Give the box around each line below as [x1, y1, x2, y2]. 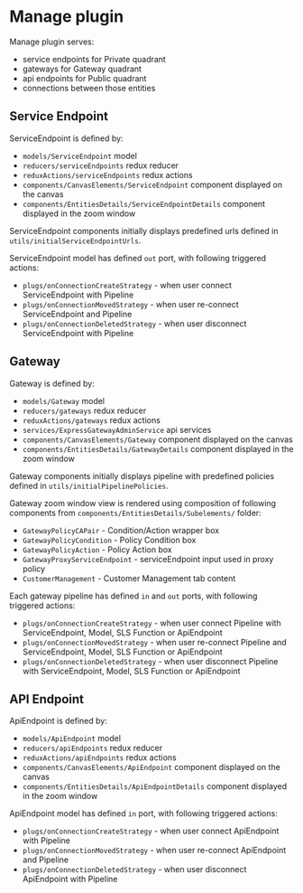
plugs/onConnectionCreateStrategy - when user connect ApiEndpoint [22, 825, 280, 837]
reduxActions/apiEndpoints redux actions [22, 752, 178, 763]
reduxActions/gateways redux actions [22, 414, 161, 426]
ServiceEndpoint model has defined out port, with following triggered [9, 252, 267, 263]
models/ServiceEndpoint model [22, 150, 138, 161]
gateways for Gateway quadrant [22, 63, 142, 74]
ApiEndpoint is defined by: [9, 716, 108, 727]
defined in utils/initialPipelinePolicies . [9, 480, 169, 491]
